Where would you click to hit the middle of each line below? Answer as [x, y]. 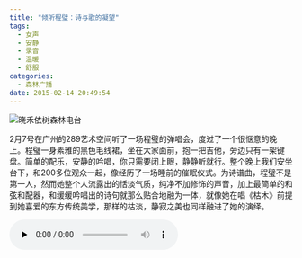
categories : [31, 76]
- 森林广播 [35, 85]
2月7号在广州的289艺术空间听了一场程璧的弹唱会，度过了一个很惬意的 [139, 138]
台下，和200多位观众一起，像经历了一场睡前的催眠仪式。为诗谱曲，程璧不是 [151, 173]
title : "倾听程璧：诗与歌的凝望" [64, 18]
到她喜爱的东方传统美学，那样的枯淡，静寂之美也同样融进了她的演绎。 [139, 206]
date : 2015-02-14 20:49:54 [60, 93]
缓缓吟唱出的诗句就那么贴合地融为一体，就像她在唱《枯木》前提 [174, 195]
